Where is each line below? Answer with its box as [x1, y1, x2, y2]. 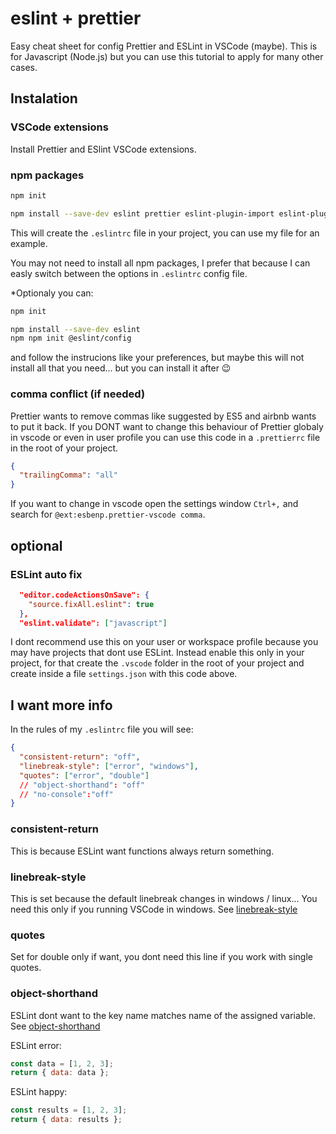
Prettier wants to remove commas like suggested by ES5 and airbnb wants [10, 410, 317, 422]
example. [10, 237, 48, 249]
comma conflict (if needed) [10, 387, 146, 401]
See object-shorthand [10, 1020, 101, 1032]
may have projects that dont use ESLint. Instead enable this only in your [10, 647, 305, 659]
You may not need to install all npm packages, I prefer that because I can [10, 257, 311, 269]
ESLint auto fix [10, 567, 83, 581]
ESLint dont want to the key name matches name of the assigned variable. [10, 1009, 316, 1021]
